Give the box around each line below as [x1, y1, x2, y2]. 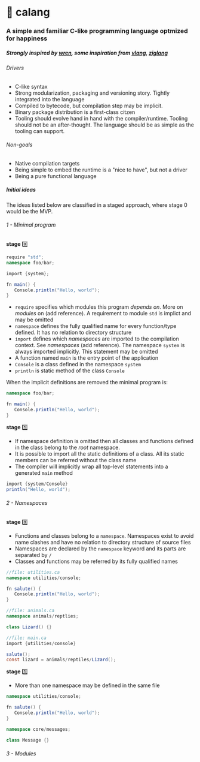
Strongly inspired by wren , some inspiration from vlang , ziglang [6, 49, 168, 56]
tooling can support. [14, 127, 65, 134]
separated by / [14, 551, 52, 558]
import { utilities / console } [6, 640, 76, 646]
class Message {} [6, 737, 50, 743]
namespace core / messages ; [6, 726, 70, 732]
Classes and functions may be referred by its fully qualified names [14, 558, 178, 565]
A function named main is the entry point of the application [14, 354, 159, 362]
